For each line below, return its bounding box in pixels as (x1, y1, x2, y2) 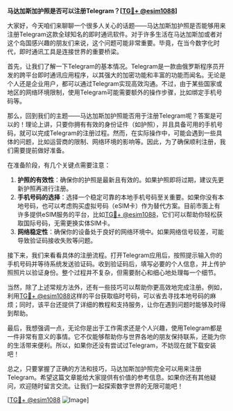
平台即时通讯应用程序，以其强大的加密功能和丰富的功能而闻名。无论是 (25, 71, 226, 79)
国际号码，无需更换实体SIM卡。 (23, 219, 114, 227)
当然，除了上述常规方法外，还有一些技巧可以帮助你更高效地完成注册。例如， (7, 283, 226, 291)
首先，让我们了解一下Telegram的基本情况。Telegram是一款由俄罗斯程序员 (7, 62, 219, 70)
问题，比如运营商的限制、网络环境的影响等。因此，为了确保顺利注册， (19, 138, 220, 146)
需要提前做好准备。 (12, 146, 68, 155)
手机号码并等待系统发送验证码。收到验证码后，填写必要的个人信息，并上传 (7, 260, 220, 268)
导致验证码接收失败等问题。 (17, 236, 97, 245)
